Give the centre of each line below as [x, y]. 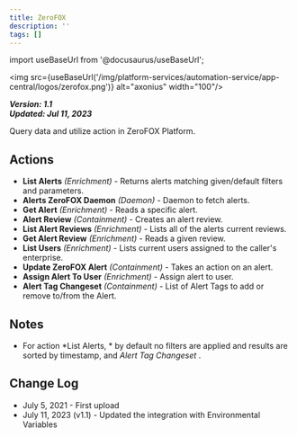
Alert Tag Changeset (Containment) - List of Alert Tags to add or [143, 286]
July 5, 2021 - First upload [71, 405]
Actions [31, 160]
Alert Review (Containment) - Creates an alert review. [122, 219]
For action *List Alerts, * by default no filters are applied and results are [155, 346]
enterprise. [43, 258]
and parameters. [53, 191]
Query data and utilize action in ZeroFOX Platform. [103, 131]
